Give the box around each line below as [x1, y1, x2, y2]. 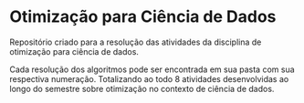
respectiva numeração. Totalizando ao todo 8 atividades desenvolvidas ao [9, 73, 289, 84]
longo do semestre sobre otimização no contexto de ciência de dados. [9, 83, 275, 94]
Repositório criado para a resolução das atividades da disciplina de [9, 36, 262, 47]
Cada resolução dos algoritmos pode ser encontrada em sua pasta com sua [9, 64, 295, 75]
